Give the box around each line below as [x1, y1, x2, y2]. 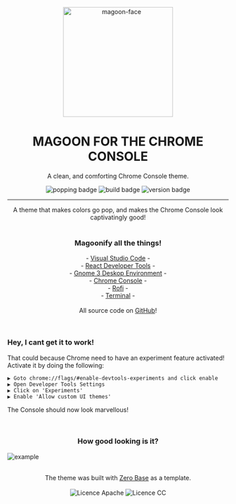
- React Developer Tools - [80, 261, 156, 270]
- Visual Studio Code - [85, 254, 151, 263]
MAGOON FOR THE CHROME [32, 134, 204, 150]
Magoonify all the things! [74, 238, 162, 247]
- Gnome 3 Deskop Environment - [69, 269, 167, 278]
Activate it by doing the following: [7, 361, 104, 369]
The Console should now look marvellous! [7, 405, 129, 414]
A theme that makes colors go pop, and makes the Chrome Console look [13, 205, 223, 214]
